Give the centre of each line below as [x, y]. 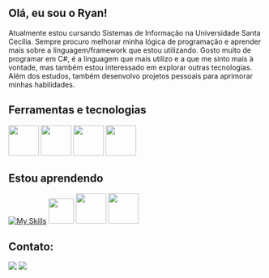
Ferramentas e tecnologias [78, 110]
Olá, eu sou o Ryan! [58, 13]
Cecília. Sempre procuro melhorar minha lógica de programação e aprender [135, 41]
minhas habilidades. [42, 84]
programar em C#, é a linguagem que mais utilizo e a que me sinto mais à [131, 58]
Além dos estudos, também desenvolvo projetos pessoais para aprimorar [131, 75]
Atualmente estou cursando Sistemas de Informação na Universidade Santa [134, 32]
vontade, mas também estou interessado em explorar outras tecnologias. [130, 67]
